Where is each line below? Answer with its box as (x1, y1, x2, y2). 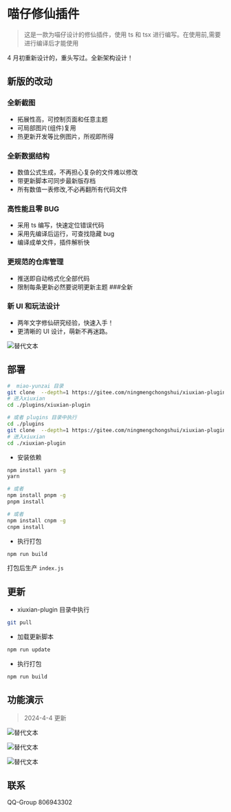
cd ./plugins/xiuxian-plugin (7, 402, 91, 409)
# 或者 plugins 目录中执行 (7, 414, 77, 421)
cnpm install (7, 524, 45, 531)
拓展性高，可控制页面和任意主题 (16, 115, 108, 123)
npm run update (7, 646, 51, 654)
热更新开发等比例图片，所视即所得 (16, 132, 114, 140)
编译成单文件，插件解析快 (16, 238, 90, 246)
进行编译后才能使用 (23, 39, 79, 47)
